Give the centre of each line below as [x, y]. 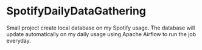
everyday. [19, 40]
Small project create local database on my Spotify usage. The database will [101, 28]
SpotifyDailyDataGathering [76, 11]
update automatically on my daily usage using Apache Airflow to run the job [101, 34]
